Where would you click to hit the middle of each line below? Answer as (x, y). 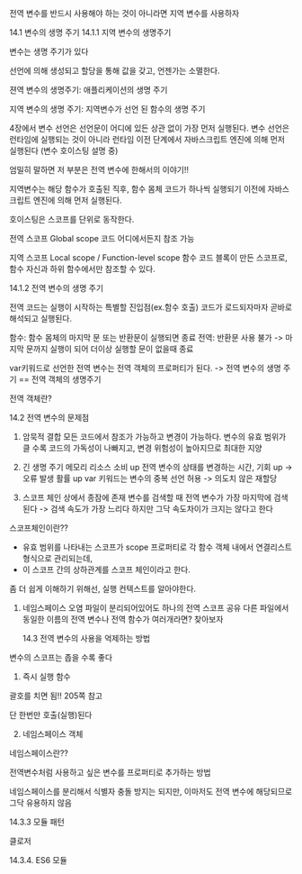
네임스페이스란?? (39, 753)
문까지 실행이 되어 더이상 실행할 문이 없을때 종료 (110, 349)
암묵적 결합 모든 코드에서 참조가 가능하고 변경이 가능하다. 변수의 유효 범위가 (154, 437)
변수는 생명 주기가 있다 (49, 51)
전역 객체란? (31, 398)
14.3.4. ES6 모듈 (38, 860)
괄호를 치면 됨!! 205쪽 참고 (56, 696)
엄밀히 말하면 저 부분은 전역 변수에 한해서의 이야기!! (99, 170)
